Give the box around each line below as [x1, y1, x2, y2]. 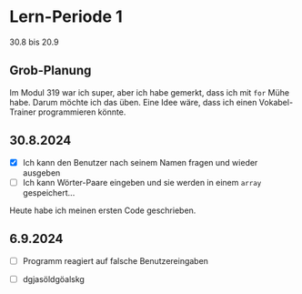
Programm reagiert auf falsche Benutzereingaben [22, 255, 209, 266]
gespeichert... [22, 187, 75, 198]
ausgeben [22, 167, 61, 178]
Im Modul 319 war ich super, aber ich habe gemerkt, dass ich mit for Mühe [9, 86, 289, 97]
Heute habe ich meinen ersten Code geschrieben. [9, 205, 196, 216]
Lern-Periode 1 [9, 6, 123, 27]
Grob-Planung [9, 63, 92, 78]
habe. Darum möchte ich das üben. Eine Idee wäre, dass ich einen [9, 96, 257, 107]
